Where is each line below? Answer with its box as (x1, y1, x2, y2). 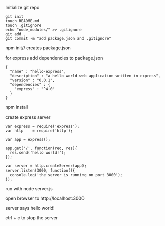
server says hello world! (5, 205, 55, 211)
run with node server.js (5, 186, 53, 191)
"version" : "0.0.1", (10, 78, 55, 83)
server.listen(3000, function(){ (5, 168, 75, 173)
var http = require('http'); (5, 128, 73, 133)
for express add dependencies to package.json (5, 55, 103, 61)
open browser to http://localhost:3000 (5, 195, 85, 201)
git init (5, 14, 24, 19)
